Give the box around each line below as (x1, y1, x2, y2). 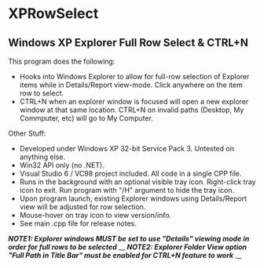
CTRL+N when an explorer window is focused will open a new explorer (19, 97, 249, 106)
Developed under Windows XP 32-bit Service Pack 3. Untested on (19, 144, 234, 153)
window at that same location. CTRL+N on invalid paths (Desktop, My (19, 105, 244, 114)
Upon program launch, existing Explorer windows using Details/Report (19, 194, 247, 203)
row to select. (19, 89, 64, 98)
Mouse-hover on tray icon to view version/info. (19, 211, 172, 219)
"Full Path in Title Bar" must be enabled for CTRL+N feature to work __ (8, 251, 242, 259)
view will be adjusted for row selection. (19, 202, 146, 212)
